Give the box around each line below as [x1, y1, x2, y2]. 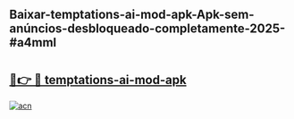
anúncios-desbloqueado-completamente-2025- [9, 21, 286, 37]
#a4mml [9, 35, 57, 50]
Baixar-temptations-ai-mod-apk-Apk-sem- [9, 7, 255, 22]
